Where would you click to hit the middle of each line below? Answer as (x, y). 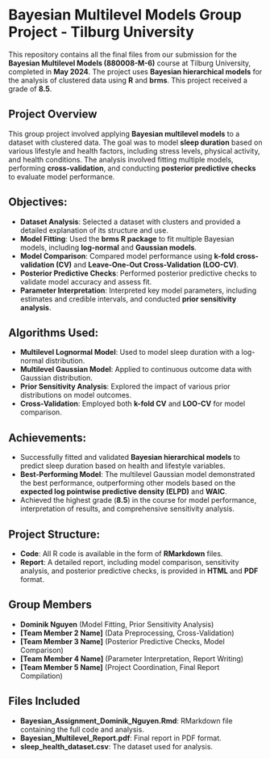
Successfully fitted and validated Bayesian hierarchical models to (130, 458)
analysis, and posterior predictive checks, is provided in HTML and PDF (139, 571)
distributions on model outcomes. (76, 395)
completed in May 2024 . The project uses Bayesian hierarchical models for (135, 71)
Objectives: (38, 202)
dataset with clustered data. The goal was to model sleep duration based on (135, 142)
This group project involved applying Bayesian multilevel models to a (124, 133)
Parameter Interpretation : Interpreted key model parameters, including (138, 290)
